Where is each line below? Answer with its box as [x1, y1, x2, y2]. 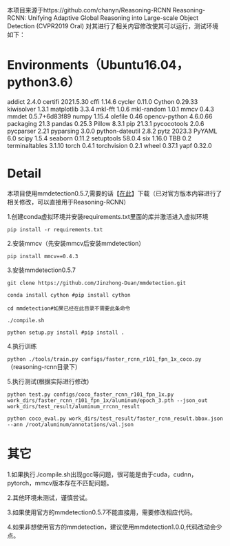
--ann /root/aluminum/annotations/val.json [7, 421, 134, 428]
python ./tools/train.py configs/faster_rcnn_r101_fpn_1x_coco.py [7, 355, 202, 363]
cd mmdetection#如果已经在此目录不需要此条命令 [7, 305, 131, 312]
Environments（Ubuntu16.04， [7, 57, 189, 73]
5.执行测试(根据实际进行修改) [7, 377, 90, 386]
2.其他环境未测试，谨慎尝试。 [7, 493, 92, 501]
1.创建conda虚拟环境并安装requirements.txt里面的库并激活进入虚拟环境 [7, 212, 209, 220]
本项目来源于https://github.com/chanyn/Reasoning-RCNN [7, 6, 171, 14]
